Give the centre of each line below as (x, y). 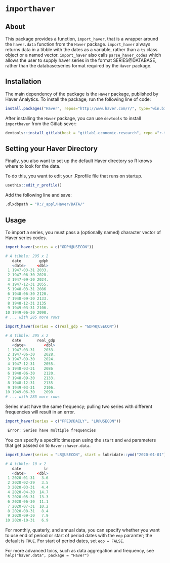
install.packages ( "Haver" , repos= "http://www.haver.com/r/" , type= (78, 108)
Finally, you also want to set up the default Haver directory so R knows (79, 161)
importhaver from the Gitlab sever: (41, 124)
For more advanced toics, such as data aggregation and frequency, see (80, 551)
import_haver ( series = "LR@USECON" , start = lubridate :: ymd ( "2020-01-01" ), (87, 455)
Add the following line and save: (39, 195)
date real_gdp (34, 340)
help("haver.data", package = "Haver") (47, 556)
